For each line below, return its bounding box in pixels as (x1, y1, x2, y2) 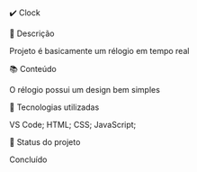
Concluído (9, 154, 48, 165)
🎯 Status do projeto (9, 137, 81, 147)
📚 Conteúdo (9, 64, 57, 74)
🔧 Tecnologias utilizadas (9, 102, 100, 113)
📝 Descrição (9, 28, 55, 39)
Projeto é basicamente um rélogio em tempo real (9, 46, 190, 56)
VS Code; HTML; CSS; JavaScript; (9, 120, 137, 130)
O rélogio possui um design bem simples (9, 85, 160, 95)
